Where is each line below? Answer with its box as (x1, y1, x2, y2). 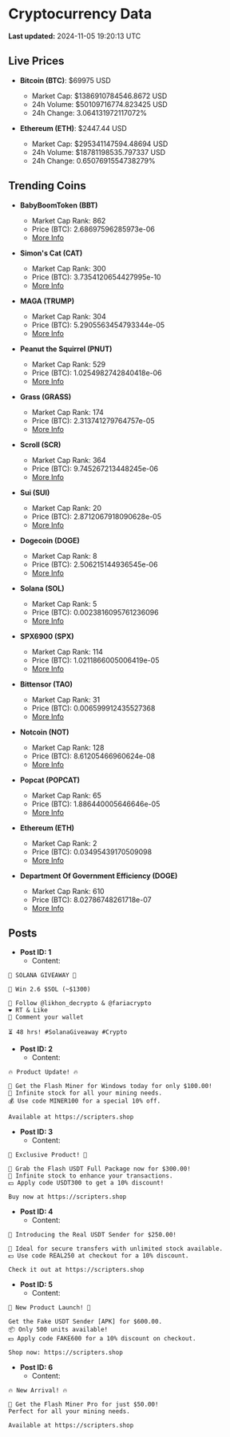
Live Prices (8, 54, 65, 68)
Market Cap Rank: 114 (31, 647, 104, 656)
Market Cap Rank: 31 (31, 695, 101, 704)
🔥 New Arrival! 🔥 (8, 1387, 68, 1395)
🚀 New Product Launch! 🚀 (8, 1304, 91, 1312)
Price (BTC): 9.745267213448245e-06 (31, 464, 159, 473)
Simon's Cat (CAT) (19, 248, 83, 258)
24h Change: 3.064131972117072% (31, 108, 148, 117)
